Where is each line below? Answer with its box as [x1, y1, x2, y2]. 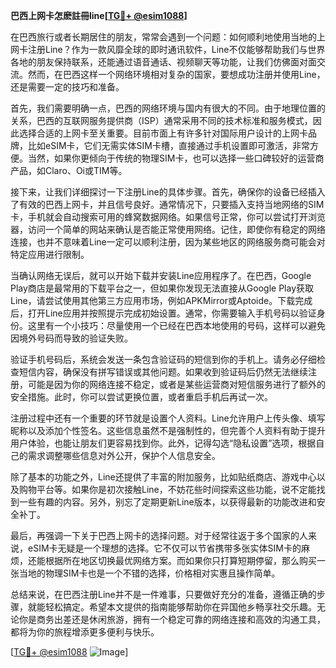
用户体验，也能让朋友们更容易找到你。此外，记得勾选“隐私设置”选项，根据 [10, 437, 317, 449]
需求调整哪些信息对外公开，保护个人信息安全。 [27, 450, 221, 461]
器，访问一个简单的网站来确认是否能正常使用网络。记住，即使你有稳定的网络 [10, 224, 326, 235]
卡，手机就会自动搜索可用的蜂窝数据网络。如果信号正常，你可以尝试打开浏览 [10, 211, 326, 223]
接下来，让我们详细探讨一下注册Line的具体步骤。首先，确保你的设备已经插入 [10, 186, 326, 198]
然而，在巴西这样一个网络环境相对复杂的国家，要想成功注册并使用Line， [27, 69, 326, 80]
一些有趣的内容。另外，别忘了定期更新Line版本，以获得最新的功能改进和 [18, 496, 317, 508]
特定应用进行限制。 [10, 249, 90, 260]
